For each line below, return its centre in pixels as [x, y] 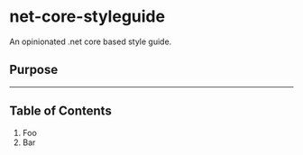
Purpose [34, 70]
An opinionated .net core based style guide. [91, 41]
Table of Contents [61, 111]
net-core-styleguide [87, 17]
